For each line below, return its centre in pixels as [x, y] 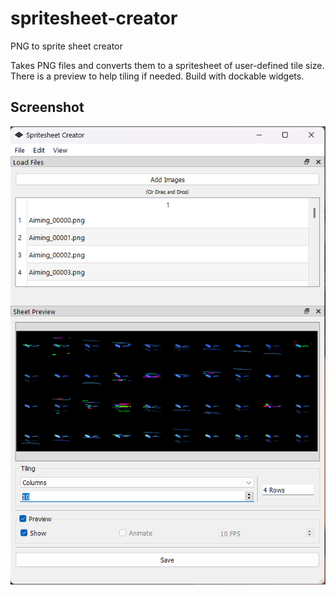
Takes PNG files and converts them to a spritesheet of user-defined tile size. [167, 65]
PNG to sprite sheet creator [66, 46]
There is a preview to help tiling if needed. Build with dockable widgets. [157, 76]
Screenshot [47, 107]
